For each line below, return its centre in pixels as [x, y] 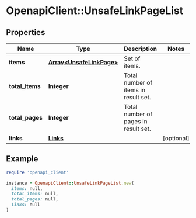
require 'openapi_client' [37, 172]
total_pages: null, [35, 199]
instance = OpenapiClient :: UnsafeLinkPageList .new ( [70, 183]
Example [22, 159]
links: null [26, 205]
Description [141, 49]
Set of [132, 58]
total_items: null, [35, 194]
